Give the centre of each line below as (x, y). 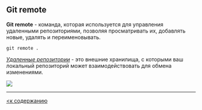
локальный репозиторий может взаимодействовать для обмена (89, 66)
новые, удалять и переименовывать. (54, 37)
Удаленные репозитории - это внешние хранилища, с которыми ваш (95, 59)
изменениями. (25, 72)
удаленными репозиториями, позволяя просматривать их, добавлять (96, 31)
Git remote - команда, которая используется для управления (85, 24)
